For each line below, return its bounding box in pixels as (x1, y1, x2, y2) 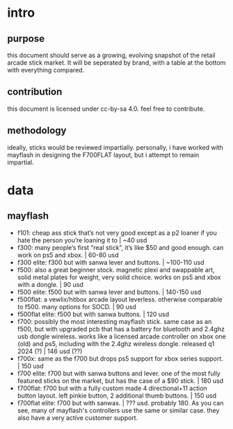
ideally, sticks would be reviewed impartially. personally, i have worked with (7, 143, 224, 151)
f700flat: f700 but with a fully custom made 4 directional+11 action (17, 384, 207, 392)
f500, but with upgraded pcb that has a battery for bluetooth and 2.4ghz (17, 325, 225, 333)
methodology (7, 125, 67, 136)
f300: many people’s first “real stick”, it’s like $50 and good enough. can (17, 243, 224, 251)
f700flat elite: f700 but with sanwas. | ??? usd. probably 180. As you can (17, 398, 224, 407)
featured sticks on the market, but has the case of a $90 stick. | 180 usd (17, 376, 224, 384)
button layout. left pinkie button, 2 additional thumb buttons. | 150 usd (17, 391, 217, 400)
